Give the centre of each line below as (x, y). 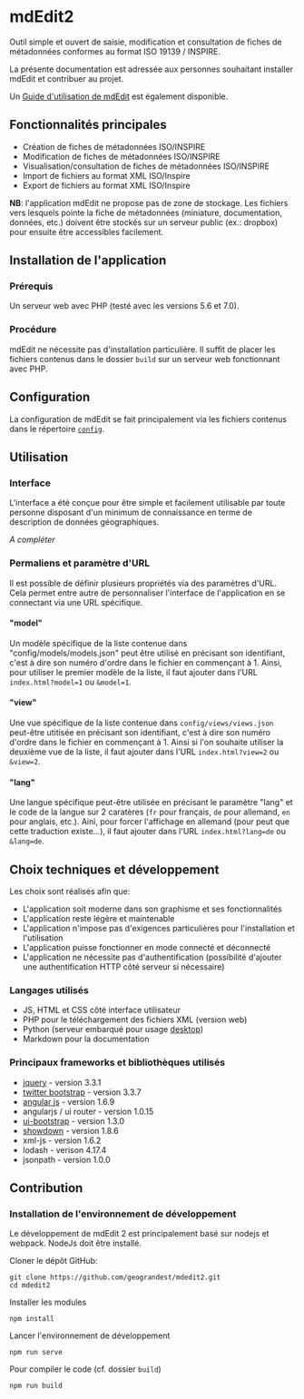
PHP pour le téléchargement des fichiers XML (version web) (135, 1020)
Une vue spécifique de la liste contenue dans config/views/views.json (142, 723)
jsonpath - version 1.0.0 (66, 1159)
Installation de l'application (88, 261)
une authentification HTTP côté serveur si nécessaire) (123, 966)
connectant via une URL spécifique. (76, 602)
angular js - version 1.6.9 (69, 1101)
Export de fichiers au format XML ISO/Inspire (106, 185)
